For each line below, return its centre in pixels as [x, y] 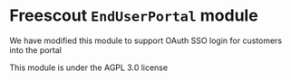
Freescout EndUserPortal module [134, 16]
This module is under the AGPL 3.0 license [89, 67]
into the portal [35, 49]
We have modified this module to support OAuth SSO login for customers [146, 40]
